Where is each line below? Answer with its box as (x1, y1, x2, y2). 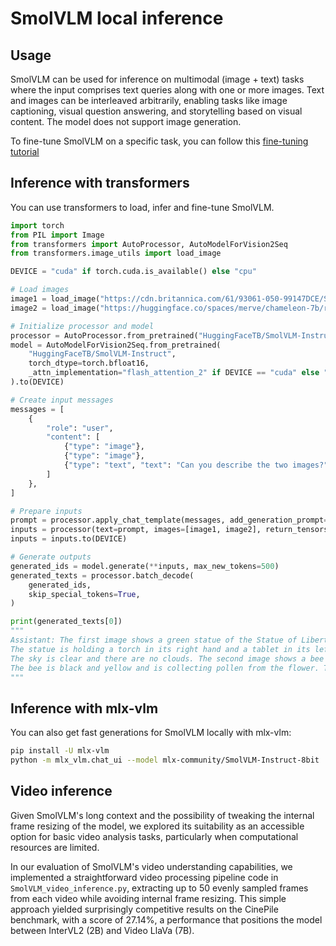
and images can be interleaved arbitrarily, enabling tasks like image (10, 95, 288, 106)
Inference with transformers (10, 175, 190, 192)
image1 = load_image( (10, 294, 101, 304)
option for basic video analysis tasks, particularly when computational (10, 830, 299, 842)
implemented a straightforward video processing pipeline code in (10, 871, 279, 883)
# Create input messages (10, 395, 114, 405)
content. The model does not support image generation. (10, 116, 242, 127)
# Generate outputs (10, 552, 92, 562)
